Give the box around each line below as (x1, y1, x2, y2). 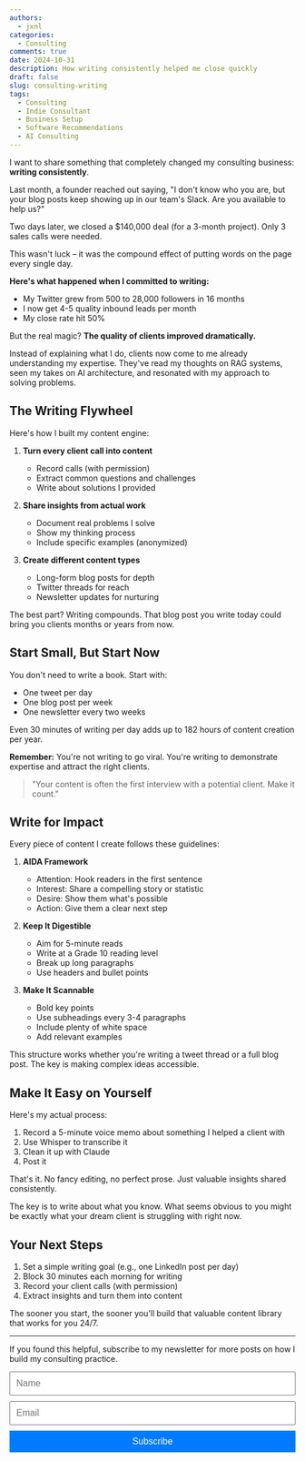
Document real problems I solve (35, 517, 156, 528)
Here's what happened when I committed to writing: (9, 275, 210, 287)
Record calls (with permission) (35, 462, 151, 473)
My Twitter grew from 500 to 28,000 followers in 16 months (22, 293, 245, 304)
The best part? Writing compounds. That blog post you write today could (9, 609, 281, 620)
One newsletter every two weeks (22, 706, 146, 717)
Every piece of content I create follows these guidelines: (9, 838, 220, 849)
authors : (9, 13, 43, 23)
